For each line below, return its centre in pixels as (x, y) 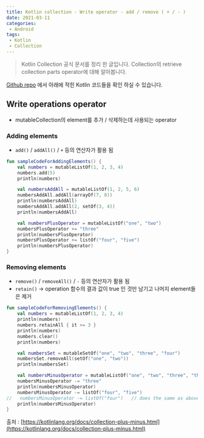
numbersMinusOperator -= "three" (59, 381)
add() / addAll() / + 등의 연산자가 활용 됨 (64, 149)
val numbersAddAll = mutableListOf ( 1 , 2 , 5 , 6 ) (79, 190)
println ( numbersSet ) (43, 364)
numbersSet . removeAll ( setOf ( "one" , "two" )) (73, 359)
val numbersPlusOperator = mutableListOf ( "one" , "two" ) (90, 223)
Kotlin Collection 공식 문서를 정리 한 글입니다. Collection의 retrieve (101, 64)
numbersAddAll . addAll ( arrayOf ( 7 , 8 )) (65, 195)
